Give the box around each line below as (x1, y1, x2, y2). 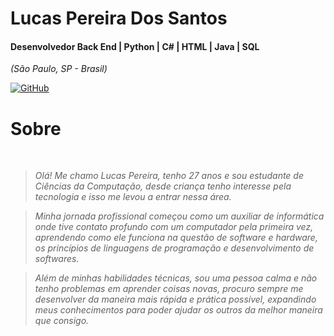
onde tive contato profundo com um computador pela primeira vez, (34, 221, 314, 233)
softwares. (34, 253, 80, 265)
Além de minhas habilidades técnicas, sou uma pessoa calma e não (34, 272, 318, 284)
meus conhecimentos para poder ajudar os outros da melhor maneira (34, 304, 323, 316)
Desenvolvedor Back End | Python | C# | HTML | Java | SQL (10, 40, 260, 52)
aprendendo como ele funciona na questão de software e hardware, (34, 232, 318, 244)
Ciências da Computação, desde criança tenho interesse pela (34, 180, 292, 192)
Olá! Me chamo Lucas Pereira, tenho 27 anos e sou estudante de (34, 170, 305, 182)
